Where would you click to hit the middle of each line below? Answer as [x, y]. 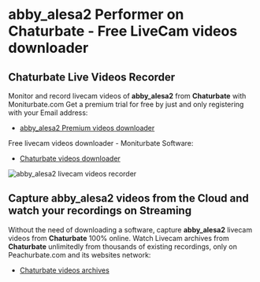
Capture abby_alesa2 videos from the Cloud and [129, 199]
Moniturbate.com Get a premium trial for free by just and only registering [126, 104]
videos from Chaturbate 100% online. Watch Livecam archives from [119, 238]
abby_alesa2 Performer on [96, 15]
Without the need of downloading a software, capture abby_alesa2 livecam [130, 229]
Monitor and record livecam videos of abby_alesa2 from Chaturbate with [127, 96]
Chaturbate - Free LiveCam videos [123, 31]
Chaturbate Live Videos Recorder [92, 77]
